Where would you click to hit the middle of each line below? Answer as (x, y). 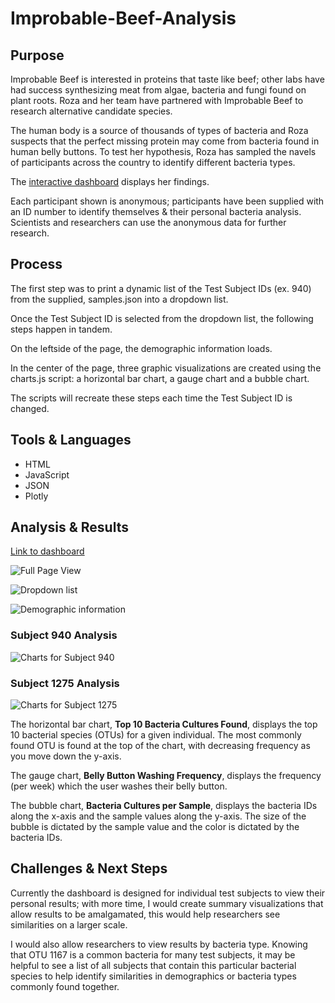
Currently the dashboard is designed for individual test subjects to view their (168, 893)
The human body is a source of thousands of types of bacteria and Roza (159, 130)
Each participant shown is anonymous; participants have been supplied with (167, 201)
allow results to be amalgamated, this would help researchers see (145, 914)
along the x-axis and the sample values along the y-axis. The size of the (158, 816)
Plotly (36, 496)
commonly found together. (65, 986)
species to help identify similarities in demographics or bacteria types (153, 976)
